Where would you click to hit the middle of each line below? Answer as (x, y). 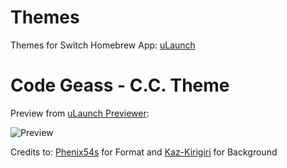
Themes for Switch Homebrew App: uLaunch (103, 45)
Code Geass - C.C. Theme (120, 85)
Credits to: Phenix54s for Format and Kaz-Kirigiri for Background (144, 152)
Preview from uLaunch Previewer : (80, 113)
